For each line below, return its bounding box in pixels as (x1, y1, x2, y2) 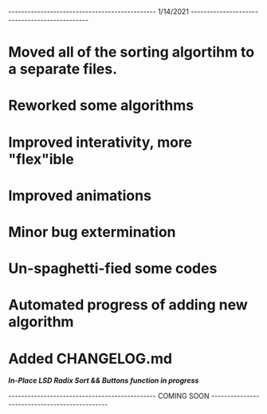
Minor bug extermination (8, 223, 177, 241)
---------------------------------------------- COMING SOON (8, 391, 210, 401)
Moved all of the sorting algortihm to (8, 43, 255, 61)
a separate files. (8, 60, 118, 78)
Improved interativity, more (8, 133, 193, 151)
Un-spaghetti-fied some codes (8, 259, 218, 278)
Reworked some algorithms (8, 97, 194, 115)
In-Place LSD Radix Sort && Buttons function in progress (8, 376, 199, 385)
